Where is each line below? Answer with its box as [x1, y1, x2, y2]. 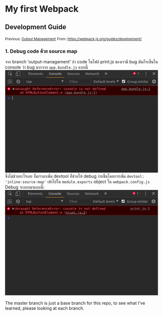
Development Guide [5, 23, 66, 31]
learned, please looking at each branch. [5, 305, 84, 311]
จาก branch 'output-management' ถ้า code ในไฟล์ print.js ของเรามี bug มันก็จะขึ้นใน [5, 59, 158, 65]
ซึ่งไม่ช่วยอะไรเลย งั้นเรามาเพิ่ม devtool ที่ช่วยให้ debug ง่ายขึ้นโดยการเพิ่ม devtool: [5, 173, 145, 179]
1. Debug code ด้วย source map [5, 48, 78, 55]
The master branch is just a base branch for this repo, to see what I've [5, 300, 146, 306]
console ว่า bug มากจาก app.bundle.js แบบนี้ [5, 64, 88, 70]
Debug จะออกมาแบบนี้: [5, 184, 45, 190]
